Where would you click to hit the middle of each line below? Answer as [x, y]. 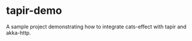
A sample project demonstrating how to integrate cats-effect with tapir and [96, 27]
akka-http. [18, 32]
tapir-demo [34, 11]
